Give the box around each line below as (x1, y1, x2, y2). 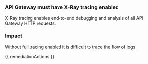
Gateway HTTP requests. (5, 20, 56, 26)
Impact (5, 32, 23, 39)
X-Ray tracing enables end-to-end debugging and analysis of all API (5, 15, 144, 21)
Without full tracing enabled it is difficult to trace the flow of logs (5, 44, 136, 50)
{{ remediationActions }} (5, 53, 55, 59)
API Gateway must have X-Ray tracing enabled (5, 4, 119, 11)
